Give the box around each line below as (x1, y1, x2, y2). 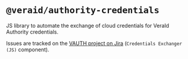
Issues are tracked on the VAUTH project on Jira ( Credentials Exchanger (6, 40, 183, 47)
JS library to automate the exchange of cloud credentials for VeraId (6, 22, 170, 29)
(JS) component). (6, 46, 50, 53)
